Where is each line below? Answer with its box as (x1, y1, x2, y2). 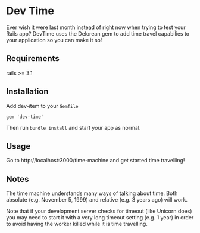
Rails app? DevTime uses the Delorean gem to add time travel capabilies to (6, 30, 189, 37)
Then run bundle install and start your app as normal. (6, 124, 141, 131)
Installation (6, 87, 49, 97)
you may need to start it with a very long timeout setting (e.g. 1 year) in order (6, 214, 194, 221)
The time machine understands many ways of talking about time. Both (6, 190, 178, 197)
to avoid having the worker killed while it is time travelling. (6, 221, 148, 228)
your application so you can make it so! (6, 36, 102, 43)
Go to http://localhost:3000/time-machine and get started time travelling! (6, 157, 185, 164)
